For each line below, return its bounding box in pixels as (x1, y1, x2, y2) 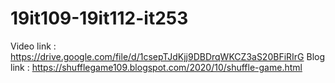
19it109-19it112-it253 (10, 7, 189, 30)
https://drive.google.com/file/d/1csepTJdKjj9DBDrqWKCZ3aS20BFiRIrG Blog (10, 50, 326, 62)
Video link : (10, 40, 57, 52)
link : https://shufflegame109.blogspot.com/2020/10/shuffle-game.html (10, 61, 303, 73)
